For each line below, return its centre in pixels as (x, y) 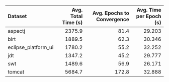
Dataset (17, 16)
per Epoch (149, 16)
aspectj (16, 31)
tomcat (16, 72)
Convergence (113, 19)
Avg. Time (149, 10)
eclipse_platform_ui (31, 47)
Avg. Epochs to (111, 13)
